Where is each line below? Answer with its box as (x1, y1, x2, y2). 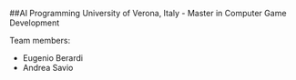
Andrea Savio (22, 63, 74, 73)
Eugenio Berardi (22, 53, 84, 63)
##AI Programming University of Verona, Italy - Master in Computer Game (9, 8, 287, 18)
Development (9, 17, 60, 28)
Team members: (9, 35, 71, 45)
